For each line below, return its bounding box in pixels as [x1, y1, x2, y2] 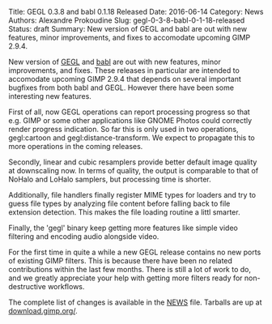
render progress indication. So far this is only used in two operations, [8, 125, 239, 134]
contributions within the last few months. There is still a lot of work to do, [8, 265, 252, 274]
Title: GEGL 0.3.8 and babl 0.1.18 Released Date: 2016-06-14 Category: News [8, 7, 264, 16]
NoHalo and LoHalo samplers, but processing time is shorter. [8, 174, 212, 184]
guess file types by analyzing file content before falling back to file [8, 198, 231, 208]
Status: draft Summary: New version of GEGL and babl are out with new [8, 24, 248, 33]
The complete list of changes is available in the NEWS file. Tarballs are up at [8, 297, 262, 307]
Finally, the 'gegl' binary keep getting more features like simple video [8, 223, 239, 232]
